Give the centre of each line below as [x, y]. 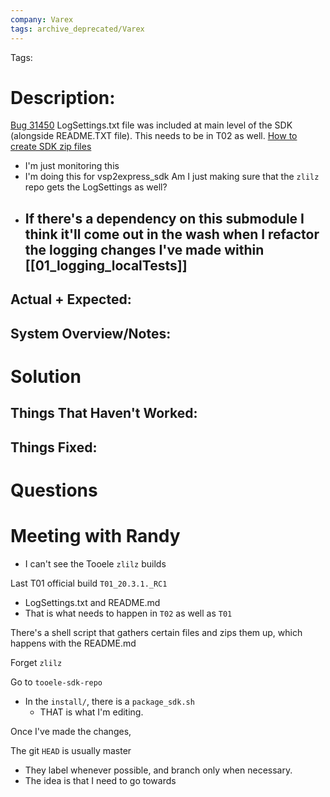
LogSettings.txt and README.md [92, 602]
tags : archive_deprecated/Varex [77, 29]
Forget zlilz [36, 662]
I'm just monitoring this [72, 166]
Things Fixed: [54, 447]
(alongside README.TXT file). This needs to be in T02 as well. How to [154, 136]
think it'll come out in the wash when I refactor [172, 234]
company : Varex [42, 19]
